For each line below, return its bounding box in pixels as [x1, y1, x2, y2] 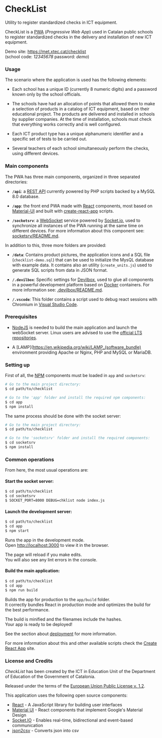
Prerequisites [5, 313, 37, 320]
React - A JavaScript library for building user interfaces [12, 702, 122, 707]
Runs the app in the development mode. [5, 537, 85, 543]
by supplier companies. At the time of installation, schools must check [12, 116, 152, 122]
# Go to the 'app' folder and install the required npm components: [5, 395, 146, 400]
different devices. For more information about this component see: [12, 228, 145, 233]
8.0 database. [12, 193, 40, 199]
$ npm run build [5, 588, 38, 592]
